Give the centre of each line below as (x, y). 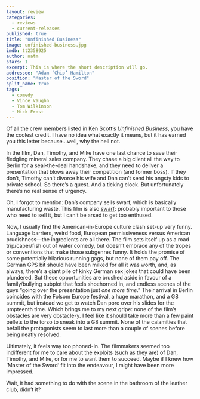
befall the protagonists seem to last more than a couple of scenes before (96, 329)
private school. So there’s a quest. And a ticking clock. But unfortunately (95, 185)
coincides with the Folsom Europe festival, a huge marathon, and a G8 (93, 297)
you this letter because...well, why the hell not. (63, 142)
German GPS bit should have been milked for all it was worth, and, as (91, 265)
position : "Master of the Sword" (48, 78)
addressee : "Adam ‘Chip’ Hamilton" (50, 73)
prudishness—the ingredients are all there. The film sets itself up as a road (98, 240)
